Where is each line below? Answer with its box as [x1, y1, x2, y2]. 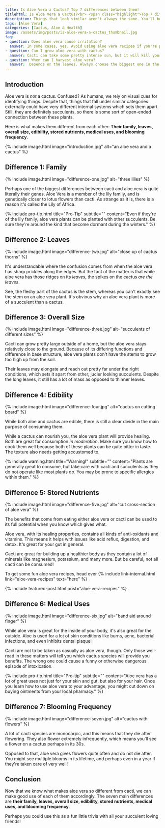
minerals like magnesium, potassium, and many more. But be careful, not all [5, 556, 158, 562]
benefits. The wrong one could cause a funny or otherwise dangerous [5, 658, 147, 664]
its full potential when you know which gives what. [5, 521, 107, 527]
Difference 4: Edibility [5, 391, 74, 399]
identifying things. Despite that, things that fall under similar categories [5, 98, 149, 104]
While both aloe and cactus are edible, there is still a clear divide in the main [5, 419, 159, 425]
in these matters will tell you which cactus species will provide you [15, 653, 150, 658]
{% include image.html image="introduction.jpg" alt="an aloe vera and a [5, 143, 151, 149]
